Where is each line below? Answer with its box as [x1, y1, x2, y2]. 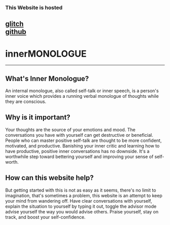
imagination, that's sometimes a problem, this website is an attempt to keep [5, 192, 163, 199]
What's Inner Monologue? [5, 74, 90, 83]
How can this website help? [5, 174, 94, 182]
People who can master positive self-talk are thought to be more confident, [5, 137, 162, 143]
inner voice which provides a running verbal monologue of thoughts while [5, 93, 159, 99]
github [5, 27, 27, 36]
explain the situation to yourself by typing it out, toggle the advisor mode [5, 203, 157, 209]
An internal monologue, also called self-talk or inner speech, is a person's [5, 88, 159, 94]
